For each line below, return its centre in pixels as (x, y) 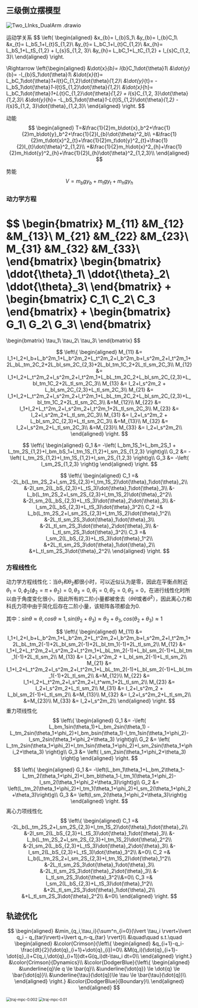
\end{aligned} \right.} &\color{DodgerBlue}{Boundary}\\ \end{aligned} (99, 981)
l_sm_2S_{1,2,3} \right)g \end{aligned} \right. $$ (99, 464)
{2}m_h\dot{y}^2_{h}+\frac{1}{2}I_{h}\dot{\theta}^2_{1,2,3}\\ (82, 153)
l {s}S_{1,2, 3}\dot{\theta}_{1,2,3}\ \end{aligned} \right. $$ (75, 106)
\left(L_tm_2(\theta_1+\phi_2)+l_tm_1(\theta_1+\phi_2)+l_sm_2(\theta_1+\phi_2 (99, 788)
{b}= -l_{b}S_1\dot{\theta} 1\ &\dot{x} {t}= (55, 74)
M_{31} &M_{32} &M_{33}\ (73, 249)
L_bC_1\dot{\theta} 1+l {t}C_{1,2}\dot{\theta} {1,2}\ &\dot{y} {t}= (80, 80)
